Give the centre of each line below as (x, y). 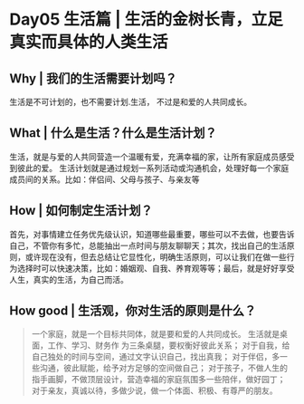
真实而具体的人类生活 (89, 42)
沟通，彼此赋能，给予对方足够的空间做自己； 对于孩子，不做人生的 (163, 368)
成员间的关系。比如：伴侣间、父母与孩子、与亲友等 (104, 179)
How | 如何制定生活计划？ (81, 211)
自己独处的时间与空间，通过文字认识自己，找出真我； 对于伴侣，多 (156, 357)
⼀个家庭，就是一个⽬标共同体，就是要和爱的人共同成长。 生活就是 (156, 334)
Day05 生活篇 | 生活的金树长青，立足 (146, 19)
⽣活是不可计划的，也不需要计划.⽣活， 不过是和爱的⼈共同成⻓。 (130, 102)
